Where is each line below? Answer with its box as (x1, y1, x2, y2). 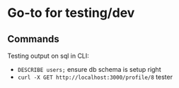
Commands (7, 33, 60, 45)
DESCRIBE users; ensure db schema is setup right (17, 65, 161, 73)
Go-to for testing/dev (7, 5, 135, 21)
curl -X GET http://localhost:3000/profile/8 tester (17, 73, 173, 81)
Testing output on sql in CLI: (7, 51, 90, 60)
